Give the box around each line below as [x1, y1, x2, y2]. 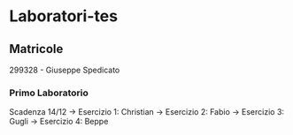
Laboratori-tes [9, 6, 118, 26]
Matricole [9, 41, 64, 56]
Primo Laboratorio [9, 86, 89, 99]
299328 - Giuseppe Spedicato [9, 64, 120, 75]
